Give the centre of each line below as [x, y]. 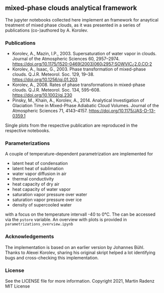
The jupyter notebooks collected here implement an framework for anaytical [82, 20]
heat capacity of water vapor [41, 189]
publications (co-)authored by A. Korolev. [47, 30]
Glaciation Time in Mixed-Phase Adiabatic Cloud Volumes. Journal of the [85, 106]
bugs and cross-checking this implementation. [52, 258]
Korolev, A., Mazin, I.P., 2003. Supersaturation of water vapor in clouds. [84, 54]
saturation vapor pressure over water [49, 195]
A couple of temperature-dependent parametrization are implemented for [79, 154]
